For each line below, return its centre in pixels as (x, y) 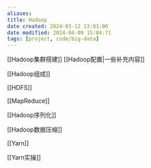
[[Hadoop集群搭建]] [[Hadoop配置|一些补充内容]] (76, 60)
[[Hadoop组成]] (29, 74)
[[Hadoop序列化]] (32, 115)
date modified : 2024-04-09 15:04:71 (59, 33)
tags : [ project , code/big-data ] (53, 39)
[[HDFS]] (20, 88)
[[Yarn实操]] (24, 158)
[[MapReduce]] (28, 101)
